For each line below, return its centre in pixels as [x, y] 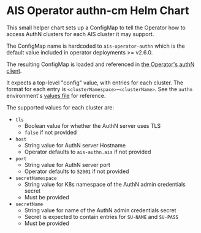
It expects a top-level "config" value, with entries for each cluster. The [95, 83]
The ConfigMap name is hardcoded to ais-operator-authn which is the [96, 46]
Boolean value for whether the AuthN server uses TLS [93, 125]
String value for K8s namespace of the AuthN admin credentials [105, 184]
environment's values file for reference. [56, 95]
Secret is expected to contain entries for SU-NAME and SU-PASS [101, 216]
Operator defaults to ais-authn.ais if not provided [88, 152]
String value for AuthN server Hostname [75, 145]
